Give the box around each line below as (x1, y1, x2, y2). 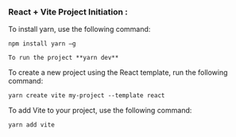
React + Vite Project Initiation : (8, 6, 129, 18)
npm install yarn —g (8, 40, 77, 48)
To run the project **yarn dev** (8, 54, 119, 62)
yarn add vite (8, 121, 56, 129)
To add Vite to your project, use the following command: (8, 106, 192, 115)
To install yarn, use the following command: (8, 25, 151, 34)
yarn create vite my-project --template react (8, 92, 165, 100)
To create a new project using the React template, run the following (8, 68, 228, 77)
